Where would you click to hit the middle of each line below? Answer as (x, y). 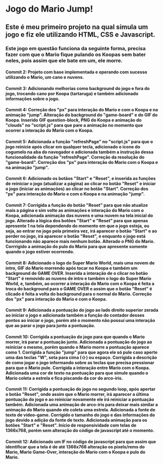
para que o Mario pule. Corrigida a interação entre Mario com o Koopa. (78, 368)
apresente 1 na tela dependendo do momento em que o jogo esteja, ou (77, 226)
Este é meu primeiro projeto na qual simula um (77, 27)
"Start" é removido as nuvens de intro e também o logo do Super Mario (79, 278)
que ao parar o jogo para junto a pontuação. (50, 326)
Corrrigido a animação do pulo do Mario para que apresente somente (76, 247)
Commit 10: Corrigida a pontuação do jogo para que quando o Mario (75, 337)
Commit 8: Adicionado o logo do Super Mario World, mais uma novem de (80, 263)
